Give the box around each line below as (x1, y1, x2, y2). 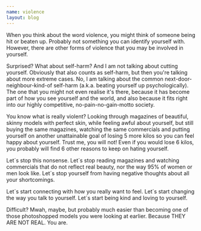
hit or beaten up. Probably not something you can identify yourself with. (6, 38, 186, 45)
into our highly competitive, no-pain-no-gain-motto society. (6, 101, 156, 108)
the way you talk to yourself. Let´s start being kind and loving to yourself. (6, 194, 188, 201)
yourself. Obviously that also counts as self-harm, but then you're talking (6, 69, 188, 76)
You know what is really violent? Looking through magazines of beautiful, (6, 113, 189, 120)
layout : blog (6, 15, 39, 21)
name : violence (6, 8, 45, 15)
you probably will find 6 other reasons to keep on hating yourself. (6, 145, 169, 152)
